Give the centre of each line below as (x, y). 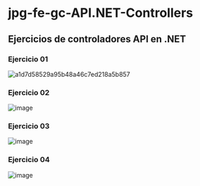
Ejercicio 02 (29, 92)
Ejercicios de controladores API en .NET (97, 39)
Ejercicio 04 (29, 160)
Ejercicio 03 (29, 126)
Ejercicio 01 (28, 59)
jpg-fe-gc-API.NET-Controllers (100, 13)
